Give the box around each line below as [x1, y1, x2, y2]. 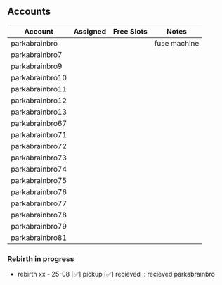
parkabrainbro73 [11, 153, 67, 163]
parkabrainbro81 [11, 232, 67, 242]
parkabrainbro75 [11, 175, 67, 185]
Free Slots [112, 26, 148, 36]
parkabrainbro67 [11, 118, 67, 128]
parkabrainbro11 [11, 84, 67, 94]
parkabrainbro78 [11, 210, 67, 220]
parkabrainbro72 [11, 141, 67, 151]
